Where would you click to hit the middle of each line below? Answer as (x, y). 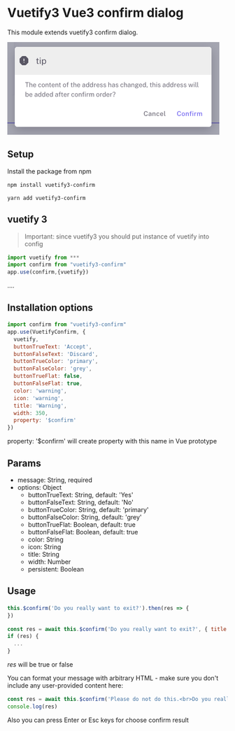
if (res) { (23, 637)
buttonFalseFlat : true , (48, 383)
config (34, 243)
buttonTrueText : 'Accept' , (53, 347)
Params (24, 463)
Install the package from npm (50, 171)
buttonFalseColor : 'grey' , (53, 369)
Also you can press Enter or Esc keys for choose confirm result (98, 720)
